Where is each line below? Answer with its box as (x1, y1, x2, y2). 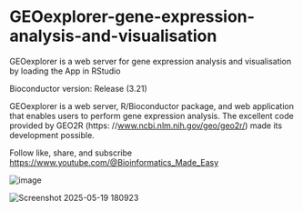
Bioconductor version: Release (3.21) (9, 83, 147, 94)
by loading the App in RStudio (9, 65, 121, 76)
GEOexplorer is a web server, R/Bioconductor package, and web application (9, 100, 294, 111)
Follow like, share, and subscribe (9, 147, 133, 158)
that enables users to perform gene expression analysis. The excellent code (9, 110, 294, 121)
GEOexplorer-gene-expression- (9, 6, 255, 27)
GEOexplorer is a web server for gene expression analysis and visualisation (9, 55, 292, 66)
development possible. (9, 129, 96, 140)
